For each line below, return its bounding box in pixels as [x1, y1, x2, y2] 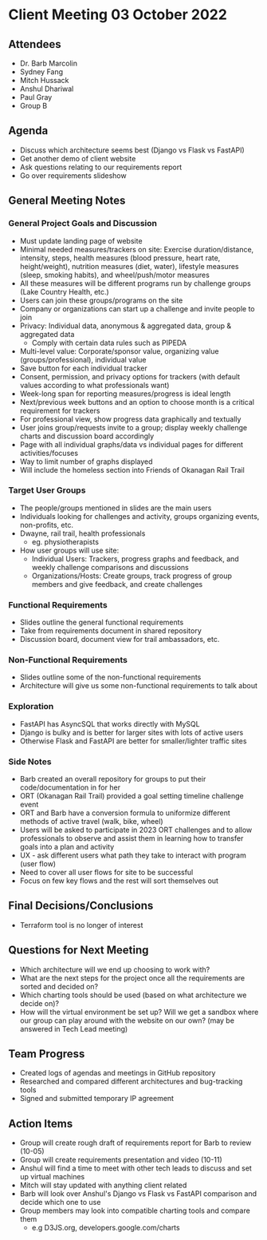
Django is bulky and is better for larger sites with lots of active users [19, 727, 244, 737]
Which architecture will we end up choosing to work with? [19, 965, 210, 974]
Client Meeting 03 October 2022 [8, 6, 227, 24]
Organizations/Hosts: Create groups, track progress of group [31, 571, 233, 580]
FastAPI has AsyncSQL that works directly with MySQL [19, 719, 201, 728]
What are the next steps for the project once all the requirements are [19, 973, 245, 983]
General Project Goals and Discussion [8, 218, 158, 229]
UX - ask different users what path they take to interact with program [19, 850, 247, 860]
